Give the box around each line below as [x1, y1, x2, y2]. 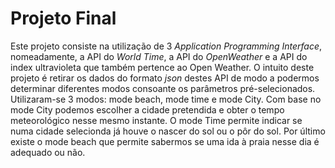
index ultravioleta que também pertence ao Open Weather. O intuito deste [10, 61, 315, 73]
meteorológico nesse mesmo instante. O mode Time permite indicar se [10, 114, 303, 126]
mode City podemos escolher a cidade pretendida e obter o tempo [10, 103, 285, 116]
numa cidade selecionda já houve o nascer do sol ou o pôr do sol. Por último [10, 125, 326, 137]
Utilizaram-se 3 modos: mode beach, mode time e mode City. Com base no [10, 93, 322, 105]
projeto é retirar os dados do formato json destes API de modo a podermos [10, 72, 320, 84]
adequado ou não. [10, 146, 86, 158]
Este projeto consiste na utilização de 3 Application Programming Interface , [10, 40, 323, 52]
